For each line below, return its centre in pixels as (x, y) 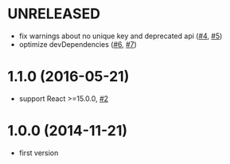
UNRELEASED (54, 14)
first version (39, 153)
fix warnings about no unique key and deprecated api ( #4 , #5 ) (121, 36)
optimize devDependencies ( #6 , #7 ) (78, 44)
